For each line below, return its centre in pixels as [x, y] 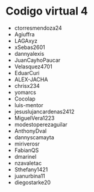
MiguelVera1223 [34, 118]
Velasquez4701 [33, 66]
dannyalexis [29, 53]
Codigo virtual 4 [47, 11]
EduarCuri [27, 73]
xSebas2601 [30, 47]
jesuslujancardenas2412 [44, 111]
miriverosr [27, 144]
